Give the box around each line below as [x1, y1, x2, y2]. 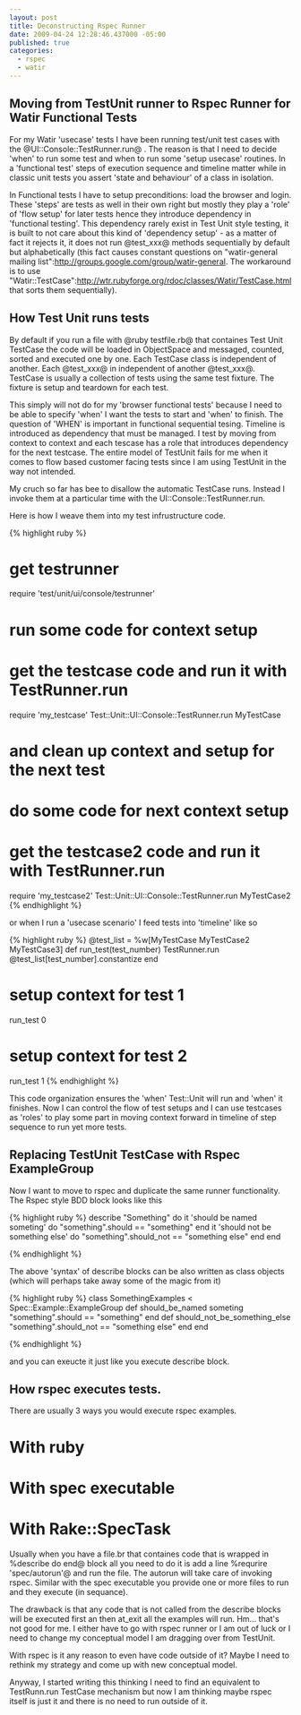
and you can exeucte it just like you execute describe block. [9, 1356, 230, 1367]
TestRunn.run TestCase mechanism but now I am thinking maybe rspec [9, 1685, 272, 1697]
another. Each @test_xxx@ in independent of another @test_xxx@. [9, 363, 255, 373]
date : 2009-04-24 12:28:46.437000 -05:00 [9, 30, 167, 39]
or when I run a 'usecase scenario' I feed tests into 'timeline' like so [9, 917, 258, 928]
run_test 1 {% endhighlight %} [9, 1076, 119, 1086]
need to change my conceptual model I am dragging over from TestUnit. [9, 1632, 276, 1643]
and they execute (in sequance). [9, 1586, 128, 1597]
